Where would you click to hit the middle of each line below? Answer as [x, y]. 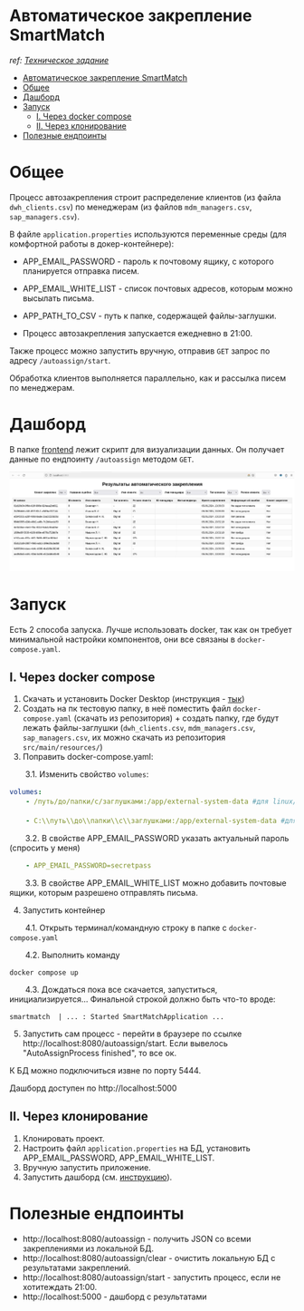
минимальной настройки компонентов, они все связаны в [122, 639]
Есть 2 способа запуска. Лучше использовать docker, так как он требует [151, 629]
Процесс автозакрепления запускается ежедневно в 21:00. [138, 333]
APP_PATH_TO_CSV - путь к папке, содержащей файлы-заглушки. [150, 316]
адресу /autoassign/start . [60, 360]
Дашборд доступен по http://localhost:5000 [93, 1088]
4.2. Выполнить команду [73, 955]
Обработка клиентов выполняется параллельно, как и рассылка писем [148, 378]
